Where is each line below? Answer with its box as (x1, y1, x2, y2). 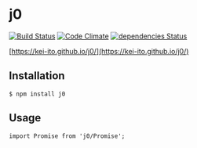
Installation (9, 69, 65, 83)
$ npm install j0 (9, 90, 66, 98)
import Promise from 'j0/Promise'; (9, 132, 126, 140)
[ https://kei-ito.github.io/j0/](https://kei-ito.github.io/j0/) (9, 46, 189, 56)
